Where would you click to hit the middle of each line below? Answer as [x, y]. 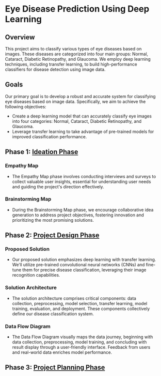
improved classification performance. [49, 136]
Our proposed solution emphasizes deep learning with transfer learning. [84, 260]
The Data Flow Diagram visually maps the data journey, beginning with [82, 337]
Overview [20, 37]
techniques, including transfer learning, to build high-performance [71, 64]
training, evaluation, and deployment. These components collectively [81, 309]
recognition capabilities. [36, 275]
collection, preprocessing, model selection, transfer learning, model [80, 303]
